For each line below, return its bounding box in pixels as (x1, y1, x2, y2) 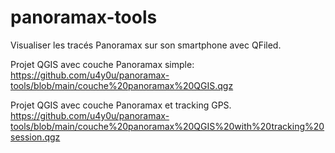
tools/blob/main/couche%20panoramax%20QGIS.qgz (10, 79, 234, 91)
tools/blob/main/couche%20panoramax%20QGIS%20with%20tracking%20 (10, 120, 325, 132)
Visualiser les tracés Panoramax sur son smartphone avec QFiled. (10, 39, 282, 51)
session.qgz (10, 131, 61, 143)
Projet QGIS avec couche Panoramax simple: (10, 58, 195, 70)
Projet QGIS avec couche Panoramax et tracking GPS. (10, 99, 232, 111)
